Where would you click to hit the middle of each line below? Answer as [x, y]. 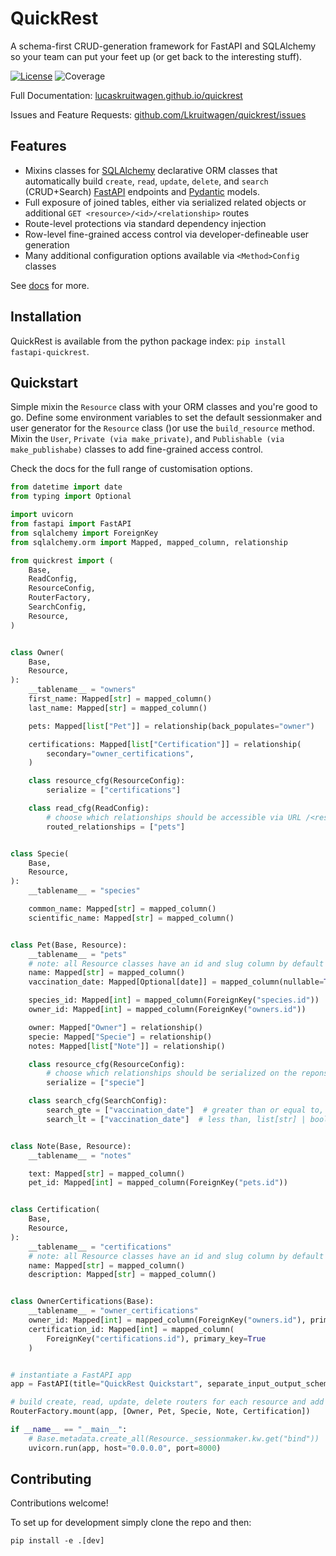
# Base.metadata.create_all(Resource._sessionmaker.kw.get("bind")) [174, 1438]
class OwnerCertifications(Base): [82, 1302]
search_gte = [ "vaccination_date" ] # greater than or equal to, [185, 1110]
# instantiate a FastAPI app [71, 1375]
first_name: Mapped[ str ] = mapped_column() [120, 699]
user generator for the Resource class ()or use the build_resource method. [162, 428]
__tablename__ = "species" [84, 891]
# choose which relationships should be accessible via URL [174, 817]
